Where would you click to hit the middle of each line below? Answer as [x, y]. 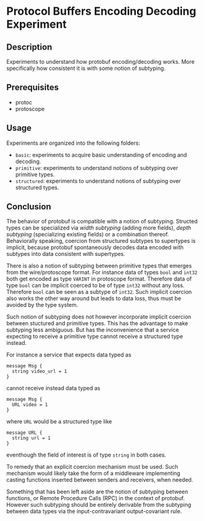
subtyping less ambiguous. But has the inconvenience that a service [93, 330]
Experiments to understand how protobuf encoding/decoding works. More [100, 62]
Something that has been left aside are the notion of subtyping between [97, 492]
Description [29, 47]
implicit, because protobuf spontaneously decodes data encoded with [95, 247]
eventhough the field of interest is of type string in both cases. [86, 455]
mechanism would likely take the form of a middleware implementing [93, 473]
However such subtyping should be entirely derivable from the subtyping [99, 505]
